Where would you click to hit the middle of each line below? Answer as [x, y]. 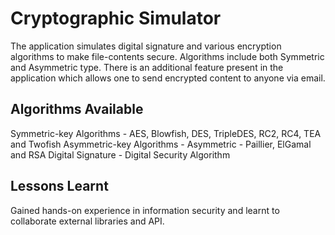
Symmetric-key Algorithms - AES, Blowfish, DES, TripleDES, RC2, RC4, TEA [166, 133]
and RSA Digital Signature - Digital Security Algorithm [120, 154]
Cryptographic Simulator [116, 18]
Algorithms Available [77, 109]
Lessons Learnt [59, 186]
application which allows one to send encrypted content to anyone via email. [168, 78]
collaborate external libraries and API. [87, 221]
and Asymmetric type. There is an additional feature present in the [147, 67]
